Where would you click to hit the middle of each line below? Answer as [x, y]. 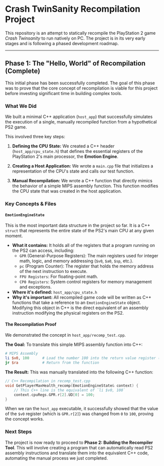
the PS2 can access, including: [43, 250]
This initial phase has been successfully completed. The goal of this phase [80, 83]
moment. [14, 236]
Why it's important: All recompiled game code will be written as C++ [82, 297]
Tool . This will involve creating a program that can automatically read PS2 [79, 447]
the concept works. [25, 419]
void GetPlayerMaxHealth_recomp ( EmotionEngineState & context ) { [72, 386]
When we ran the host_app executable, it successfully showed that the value [82, 409]
